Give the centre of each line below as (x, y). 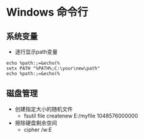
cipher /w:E (38, 129)
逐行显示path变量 (36, 52)
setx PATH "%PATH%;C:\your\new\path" (53, 68)
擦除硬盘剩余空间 (36, 123)
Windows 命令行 (47, 12)
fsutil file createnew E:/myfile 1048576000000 (81, 116)
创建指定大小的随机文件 (44, 109)
